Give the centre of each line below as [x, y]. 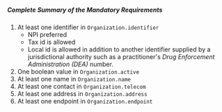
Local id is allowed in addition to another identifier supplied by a [119, 49]
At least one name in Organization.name [74, 79]
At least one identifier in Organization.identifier [88, 27]
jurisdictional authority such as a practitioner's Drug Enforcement [121, 56]
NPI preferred [47, 34]
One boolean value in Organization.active [78, 71]
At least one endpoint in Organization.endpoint [85, 101]
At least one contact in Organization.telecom [81, 86]
